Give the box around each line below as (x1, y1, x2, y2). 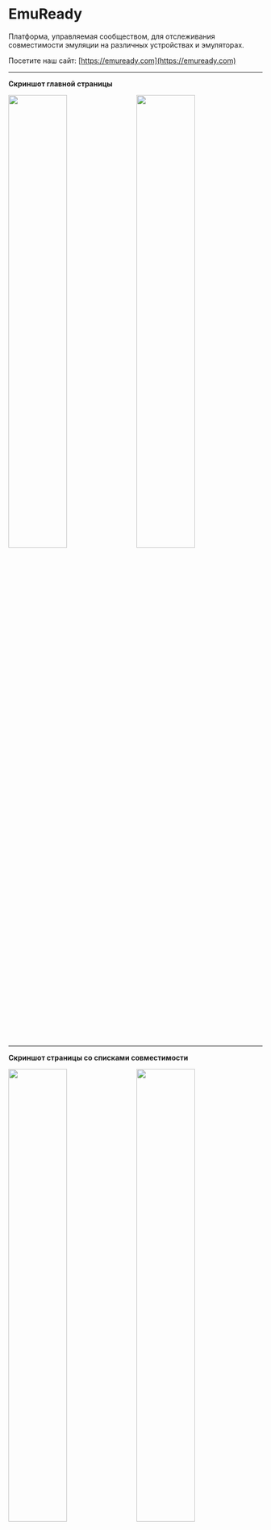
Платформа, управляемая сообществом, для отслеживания (8, 31, 215, 41)
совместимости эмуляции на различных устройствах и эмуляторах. (8, 40, 244, 49)
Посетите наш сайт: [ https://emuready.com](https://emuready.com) (8, 56, 236, 65)
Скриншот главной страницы (8, 78, 113, 89)
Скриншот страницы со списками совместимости (8, 1053, 189, 1062)
